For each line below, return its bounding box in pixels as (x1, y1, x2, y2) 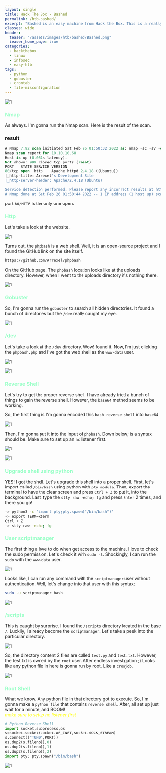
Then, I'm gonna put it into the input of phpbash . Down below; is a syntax (5, 431, 152, 437)
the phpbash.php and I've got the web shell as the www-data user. (5, 349, 135, 355)
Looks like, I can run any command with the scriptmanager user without (5, 576, 150, 581)
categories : (5, 44, 30, 49)
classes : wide (5, 26, 35, 31)
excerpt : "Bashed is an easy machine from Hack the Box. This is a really (5, 21, 163, 26)
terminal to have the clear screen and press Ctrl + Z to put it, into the (5, 489, 147, 495)
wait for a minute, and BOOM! (5, 707, 66, 713)
